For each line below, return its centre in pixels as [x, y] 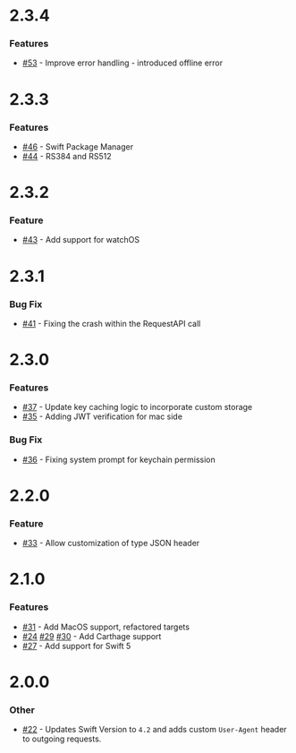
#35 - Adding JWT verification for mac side [102, 416]
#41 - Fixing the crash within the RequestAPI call [111, 323]
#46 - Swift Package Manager [78, 146]
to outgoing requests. [62, 739]
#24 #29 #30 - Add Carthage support [92, 636]
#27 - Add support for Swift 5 [76, 646]
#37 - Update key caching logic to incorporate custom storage [137, 407]
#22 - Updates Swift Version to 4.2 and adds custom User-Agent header [155, 730]
